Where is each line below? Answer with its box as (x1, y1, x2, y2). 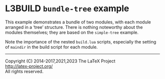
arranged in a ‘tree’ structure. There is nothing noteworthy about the (5, 24, 143, 30)
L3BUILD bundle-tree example (5, 3, 129, 14)
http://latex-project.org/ (5, 63, 53, 69)
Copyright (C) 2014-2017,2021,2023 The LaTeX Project (5, 58, 115, 64)
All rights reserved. (5, 68, 44, 74)
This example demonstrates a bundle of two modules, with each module (5, 19, 151, 25)
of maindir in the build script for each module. (5, 44, 98, 50)
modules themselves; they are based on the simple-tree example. (5, 29, 139, 35)
